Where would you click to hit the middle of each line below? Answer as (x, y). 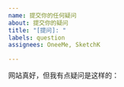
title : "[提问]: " (37, 30)
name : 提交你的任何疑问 (43, 15)
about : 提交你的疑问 (38, 23)
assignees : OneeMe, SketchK (54, 45)
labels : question (37, 38)
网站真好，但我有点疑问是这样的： (64, 75)
